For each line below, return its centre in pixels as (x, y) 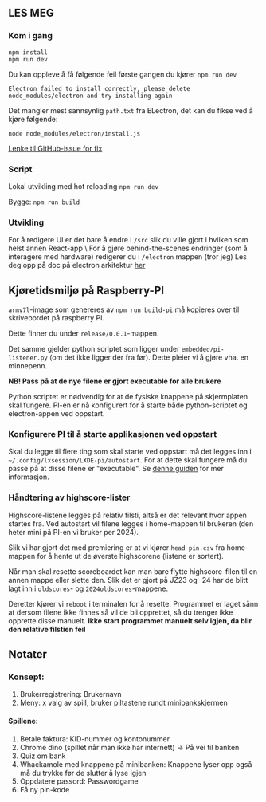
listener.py (28, 358)
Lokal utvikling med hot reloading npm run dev (84, 186)
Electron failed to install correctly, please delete (100, 88)
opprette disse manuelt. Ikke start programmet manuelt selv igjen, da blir (130, 620)
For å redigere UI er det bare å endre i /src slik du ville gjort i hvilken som (128, 240)
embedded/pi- (203, 350)
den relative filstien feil (47, 629)
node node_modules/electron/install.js (74, 134)
